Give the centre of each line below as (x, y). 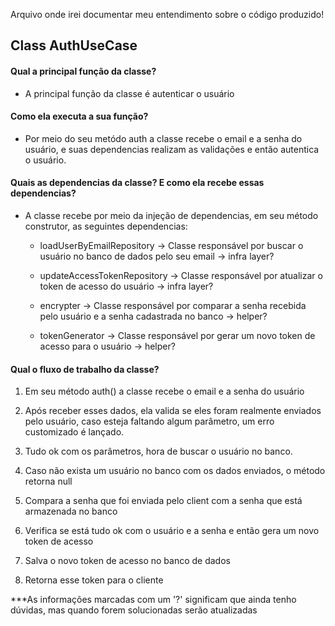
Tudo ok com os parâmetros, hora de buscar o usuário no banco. (158, 451)
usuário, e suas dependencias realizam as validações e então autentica (172, 149)
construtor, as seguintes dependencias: (106, 226)
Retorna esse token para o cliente (94, 580)
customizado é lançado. (74, 432)
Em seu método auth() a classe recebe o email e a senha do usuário (164, 391)
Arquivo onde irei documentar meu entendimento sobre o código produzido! (167, 14)
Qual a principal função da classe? (83, 71)
